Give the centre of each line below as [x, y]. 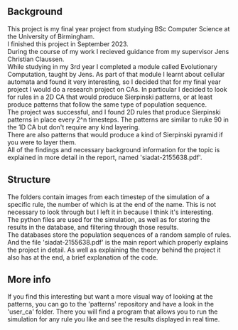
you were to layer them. [42, 142]
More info [29, 280]
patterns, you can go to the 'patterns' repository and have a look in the [111, 304]
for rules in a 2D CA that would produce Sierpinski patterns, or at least [110, 97]
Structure [29, 180]
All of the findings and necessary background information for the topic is [114, 149]
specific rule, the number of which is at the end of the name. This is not [112, 204]
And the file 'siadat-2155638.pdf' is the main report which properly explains [118, 242]
